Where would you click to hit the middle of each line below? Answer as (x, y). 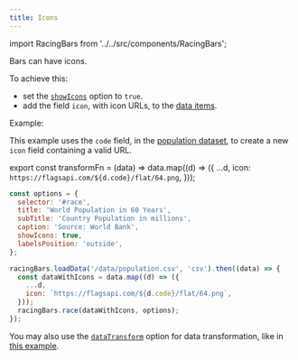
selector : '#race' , (54, 202)
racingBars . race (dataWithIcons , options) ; (98, 310)
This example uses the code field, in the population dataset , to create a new (149, 140)
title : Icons (34, 18)
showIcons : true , (50, 235)
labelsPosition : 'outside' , (70, 244)
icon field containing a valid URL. (71, 150)
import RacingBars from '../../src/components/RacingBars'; (118, 43)
